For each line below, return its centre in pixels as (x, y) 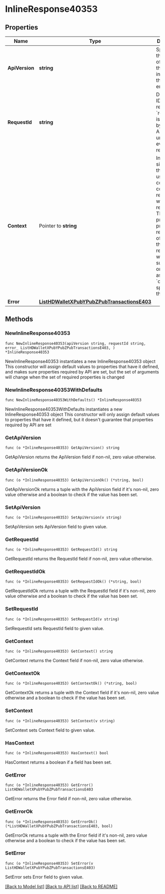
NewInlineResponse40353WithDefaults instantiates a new (64, 409)
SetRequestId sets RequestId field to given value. (55, 628)
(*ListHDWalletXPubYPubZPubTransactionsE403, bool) (59, 826)
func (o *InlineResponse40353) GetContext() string (59, 652)
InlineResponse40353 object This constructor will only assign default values (82, 414)
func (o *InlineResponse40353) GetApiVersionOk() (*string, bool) (74, 480)
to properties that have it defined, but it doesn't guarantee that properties (79, 419)
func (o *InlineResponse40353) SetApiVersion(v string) (63, 517)
